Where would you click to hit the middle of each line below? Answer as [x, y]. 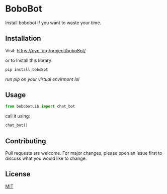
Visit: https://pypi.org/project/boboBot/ [46, 50]
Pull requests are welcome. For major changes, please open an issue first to [84, 153]
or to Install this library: [29, 60]
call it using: [18, 116]
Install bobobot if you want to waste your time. [53, 23]
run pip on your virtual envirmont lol [42, 79]
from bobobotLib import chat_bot [40, 107]
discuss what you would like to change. [46, 158]
